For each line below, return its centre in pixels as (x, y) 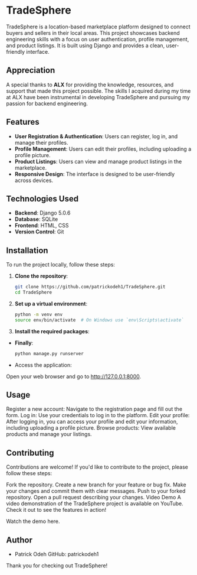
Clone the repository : (41, 276)
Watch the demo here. (33, 521)
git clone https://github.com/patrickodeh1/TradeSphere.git (90, 287)
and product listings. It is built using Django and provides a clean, (86, 46)
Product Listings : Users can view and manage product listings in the (98, 161)
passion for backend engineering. (47, 103)
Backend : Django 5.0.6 (42, 213)
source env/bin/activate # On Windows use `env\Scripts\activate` (99, 320)
